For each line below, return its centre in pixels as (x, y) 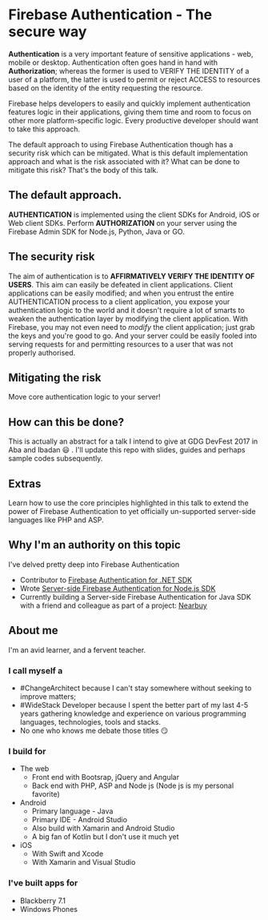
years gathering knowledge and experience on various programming (133, 713)
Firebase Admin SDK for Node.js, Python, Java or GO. (97, 231)
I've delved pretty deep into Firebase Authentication (94, 564)
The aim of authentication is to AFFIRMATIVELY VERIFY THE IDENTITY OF (132, 276)
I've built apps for (43, 883)
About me (33, 631)
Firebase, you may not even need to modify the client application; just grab (132, 327)
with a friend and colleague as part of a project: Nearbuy (114, 605)
